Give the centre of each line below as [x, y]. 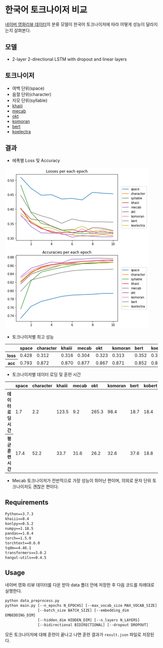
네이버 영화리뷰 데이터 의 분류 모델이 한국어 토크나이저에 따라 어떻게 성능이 [75, 24]
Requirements [27, 502]
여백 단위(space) [28, 88]
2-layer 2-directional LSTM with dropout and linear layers [69, 59]
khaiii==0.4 [17, 519]
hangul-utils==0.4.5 [26, 558]
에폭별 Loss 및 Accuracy [36, 161]
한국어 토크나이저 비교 [46, 10]
